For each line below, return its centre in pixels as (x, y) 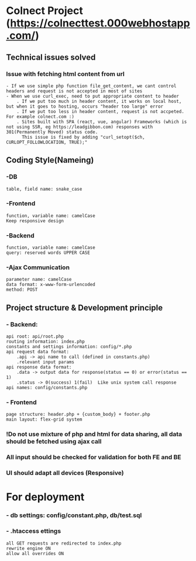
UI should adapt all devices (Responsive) (65, 473)
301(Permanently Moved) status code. (52, 132)
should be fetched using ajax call (54, 442)
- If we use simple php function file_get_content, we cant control (91, 86)
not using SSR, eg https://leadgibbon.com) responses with (80, 127)
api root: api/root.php (35, 337)
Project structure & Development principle (84, 307)
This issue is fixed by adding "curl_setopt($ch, (83, 137)
